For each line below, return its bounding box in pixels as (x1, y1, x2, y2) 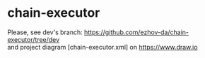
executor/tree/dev (7, 35, 60, 43)
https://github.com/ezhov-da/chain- (83, 28, 189, 36)
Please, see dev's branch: (7, 28, 83, 36)
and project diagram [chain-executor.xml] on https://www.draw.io (7, 43, 198, 51)
